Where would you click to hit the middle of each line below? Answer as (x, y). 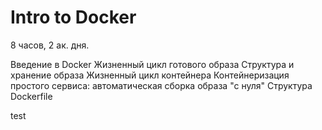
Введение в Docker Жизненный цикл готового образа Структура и (152, 64)
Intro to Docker (73, 17)
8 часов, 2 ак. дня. (50, 45)
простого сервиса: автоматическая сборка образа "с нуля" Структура (161, 85)
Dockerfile (31, 96)
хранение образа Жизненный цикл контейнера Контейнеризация (150, 75)
